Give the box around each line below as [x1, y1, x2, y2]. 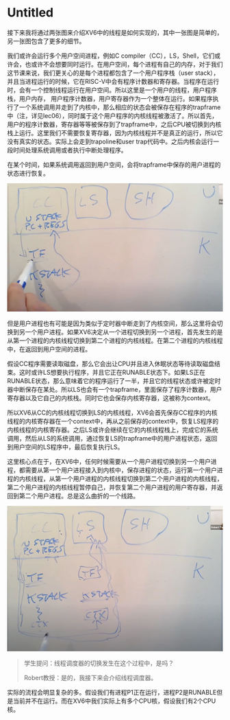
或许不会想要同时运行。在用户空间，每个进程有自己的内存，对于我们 [30, 60, 223, 68]
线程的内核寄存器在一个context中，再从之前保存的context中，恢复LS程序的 [7, 417, 219, 425]
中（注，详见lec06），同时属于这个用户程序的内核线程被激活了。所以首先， [7, 111, 218, 119]
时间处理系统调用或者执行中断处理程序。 [12, 146, 127, 154]
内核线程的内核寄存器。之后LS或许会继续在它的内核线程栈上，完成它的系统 [7, 426, 218, 434]
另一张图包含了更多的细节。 [7, 36, 86, 45]
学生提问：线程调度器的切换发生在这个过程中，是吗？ [23, 659, 175, 667]
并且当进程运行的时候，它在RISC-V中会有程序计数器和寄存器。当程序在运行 [7, 77, 220, 85]
